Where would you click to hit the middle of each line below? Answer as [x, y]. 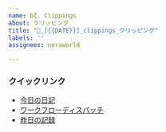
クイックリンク [37, 82]
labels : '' [26, 38]
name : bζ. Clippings [43, 16]
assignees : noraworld [44, 45]
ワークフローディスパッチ [61, 110]
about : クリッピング [39, 23]
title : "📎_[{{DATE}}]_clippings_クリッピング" [83, 30]
